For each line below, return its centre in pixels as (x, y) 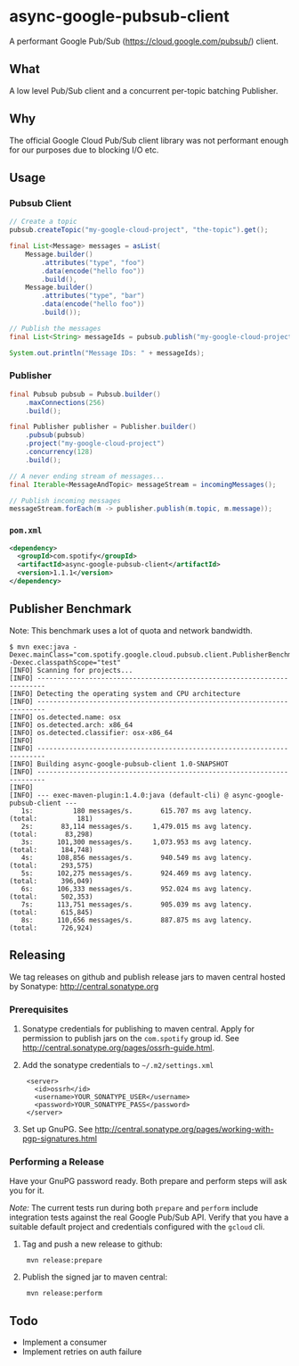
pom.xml (26, 531)
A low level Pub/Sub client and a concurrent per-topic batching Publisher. (144, 90)
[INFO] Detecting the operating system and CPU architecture (125, 693)
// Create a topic (43, 222)
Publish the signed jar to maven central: (94, 1277)
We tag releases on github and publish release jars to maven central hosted (147, 977)
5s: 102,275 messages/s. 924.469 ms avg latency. (137, 873)
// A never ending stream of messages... (87, 476)
